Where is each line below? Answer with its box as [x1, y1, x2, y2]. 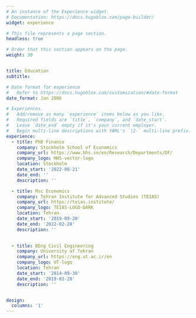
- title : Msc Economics [11, 188, 70, 194]
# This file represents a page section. [6, 30, 107, 36]
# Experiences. [6, 106, 44, 112]
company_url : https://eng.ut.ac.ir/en [17, 254, 112, 260]
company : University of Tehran [17, 248, 94, 255]
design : [6, 297, 25, 303]
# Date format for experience [6, 84, 81, 90]
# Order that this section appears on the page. [6, 47, 128, 53]
